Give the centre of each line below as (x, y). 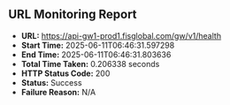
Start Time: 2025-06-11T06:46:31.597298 (98, 45)
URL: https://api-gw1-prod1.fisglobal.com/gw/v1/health (121, 35)
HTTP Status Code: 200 (65, 73)
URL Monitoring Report (73, 15)
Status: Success (51, 82)
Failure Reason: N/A (58, 92)
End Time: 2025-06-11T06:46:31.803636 (96, 54)
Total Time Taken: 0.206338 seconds (90, 64)
